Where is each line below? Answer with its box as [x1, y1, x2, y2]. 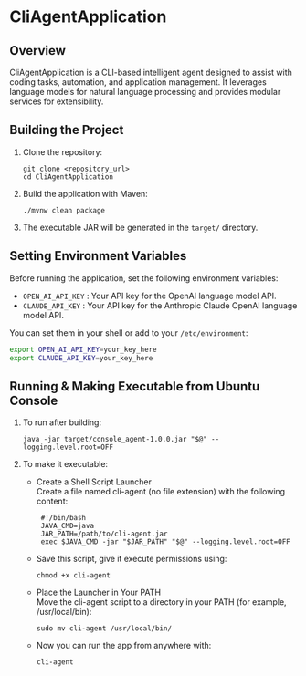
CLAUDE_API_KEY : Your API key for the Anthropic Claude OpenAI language [22, 299, 298, 311]
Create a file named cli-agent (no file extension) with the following [36, 486, 286, 497]
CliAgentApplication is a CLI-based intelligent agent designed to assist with [9, 67, 292, 78]
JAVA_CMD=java [40, 522, 94, 531]
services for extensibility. [9, 96, 104, 107]
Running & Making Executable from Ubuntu [9, 379, 260, 394]
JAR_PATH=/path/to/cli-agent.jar [40, 529, 168, 539]
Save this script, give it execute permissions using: [36, 554, 227, 565]
